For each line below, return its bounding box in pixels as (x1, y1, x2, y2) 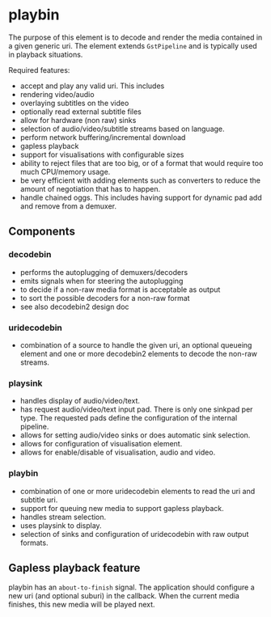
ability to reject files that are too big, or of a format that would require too (19, 158, 264, 167)
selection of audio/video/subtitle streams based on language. (19, 124, 225, 133)
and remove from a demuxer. (19, 201, 117, 211)
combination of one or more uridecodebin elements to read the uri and (19, 486, 256, 496)
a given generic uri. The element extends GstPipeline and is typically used (8, 40, 257, 50)
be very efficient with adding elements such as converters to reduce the (19, 175, 261, 185)
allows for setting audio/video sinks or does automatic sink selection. (19, 430, 251, 440)
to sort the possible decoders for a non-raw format (19, 293, 190, 302)
